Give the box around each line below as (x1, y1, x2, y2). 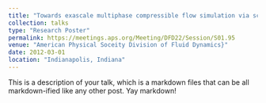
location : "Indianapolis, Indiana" (8, 56, 126, 64)
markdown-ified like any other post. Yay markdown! (8, 86, 177, 95)
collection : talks (8, 19, 69, 27)
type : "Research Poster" (8, 26, 90, 34)
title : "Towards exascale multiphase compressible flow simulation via (8, 11, 249, 20)
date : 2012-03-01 (8, 48, 66, 56)
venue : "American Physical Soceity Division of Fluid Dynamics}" (8, 41, 228, 49)
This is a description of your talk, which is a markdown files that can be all (8, 77, 249, 87)
